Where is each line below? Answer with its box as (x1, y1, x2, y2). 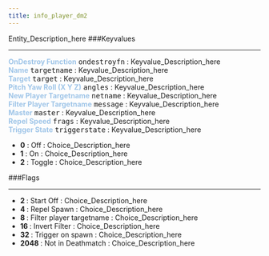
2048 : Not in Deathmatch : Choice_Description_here (19, 238, 195, 248)
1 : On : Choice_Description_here (19, 149, 128, 158)
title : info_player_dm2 (8, 11, 88, 20)
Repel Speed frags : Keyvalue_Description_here (8, 116, 171, 126)
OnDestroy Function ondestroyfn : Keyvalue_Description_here (8, 57, 221, 66)
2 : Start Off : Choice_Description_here (19, 195, 148, 205)
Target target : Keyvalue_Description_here (8, 74, 154, 83)
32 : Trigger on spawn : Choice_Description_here (19, 230, 183, 239)
